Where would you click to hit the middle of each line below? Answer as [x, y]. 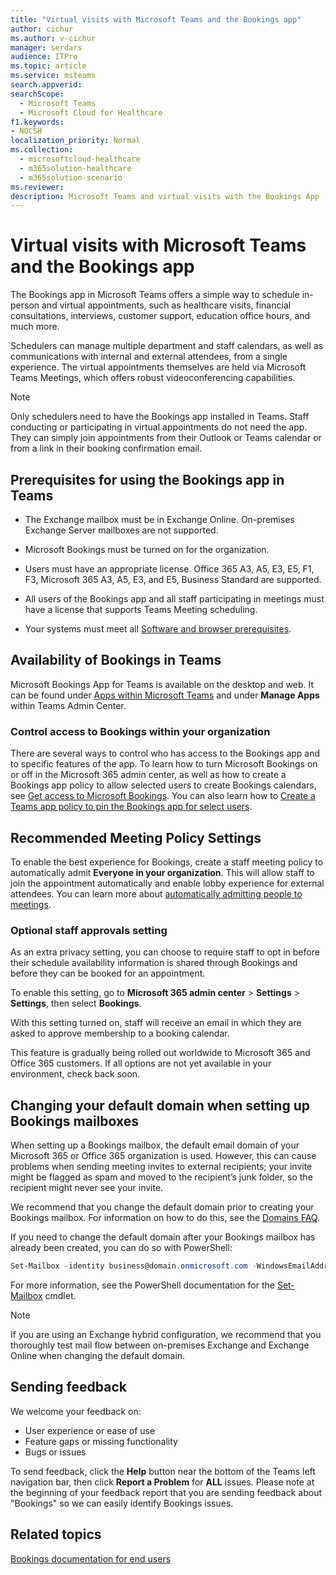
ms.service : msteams [53, 76]
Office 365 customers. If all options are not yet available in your [141, 1063]
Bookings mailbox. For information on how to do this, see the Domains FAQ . [165, 1218]
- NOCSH [26, 131]
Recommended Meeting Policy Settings [136, 837]
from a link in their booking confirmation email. [106, 448]
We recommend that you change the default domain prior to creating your [162, 1207]
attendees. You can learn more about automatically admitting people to [156, 893]
